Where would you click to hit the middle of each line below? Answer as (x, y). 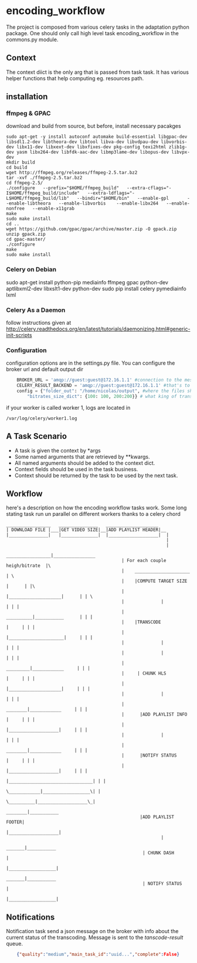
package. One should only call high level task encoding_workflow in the (92, 33)
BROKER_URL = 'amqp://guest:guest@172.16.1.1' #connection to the (99, 380)
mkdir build (21, 162)
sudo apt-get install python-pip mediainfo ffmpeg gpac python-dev (87, 282)
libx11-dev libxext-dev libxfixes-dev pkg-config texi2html (91, 147)
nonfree (16, 209)
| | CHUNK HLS (144, 673)
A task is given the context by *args (57, 450)
